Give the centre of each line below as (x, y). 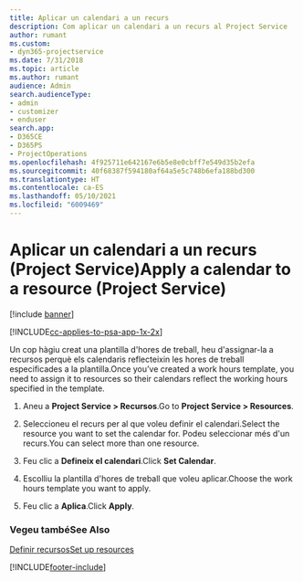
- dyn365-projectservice (57, 52)
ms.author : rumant (44, 78)
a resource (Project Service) (118, 289)
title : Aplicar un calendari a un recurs (89, 18)
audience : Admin (40, 86)
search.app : (32, 129)
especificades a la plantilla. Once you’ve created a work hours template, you (152, 369)
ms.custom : (30, 43)
